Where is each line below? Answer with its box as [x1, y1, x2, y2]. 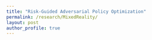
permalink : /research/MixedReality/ [6, 14, 98, 20]
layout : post [6, 19, 39, 25]
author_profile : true [6, 25, 61, 31]
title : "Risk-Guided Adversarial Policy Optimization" [6, 8, 147, 15]
